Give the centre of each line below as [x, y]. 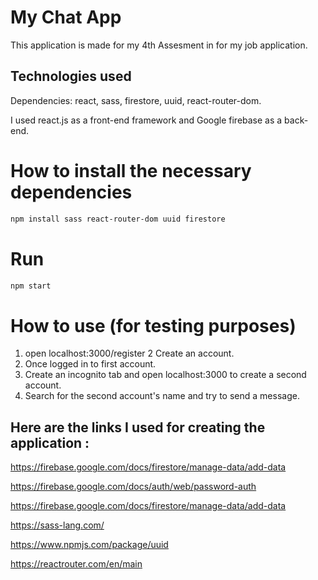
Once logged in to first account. [90, 364]
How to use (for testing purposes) [153, 325]
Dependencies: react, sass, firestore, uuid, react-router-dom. [136, 100]
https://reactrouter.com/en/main [76, 564]
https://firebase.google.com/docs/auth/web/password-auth [133, 487]
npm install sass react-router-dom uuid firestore [118, 219]
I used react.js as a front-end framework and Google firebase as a [146, 120]
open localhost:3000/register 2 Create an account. [129, 353]
